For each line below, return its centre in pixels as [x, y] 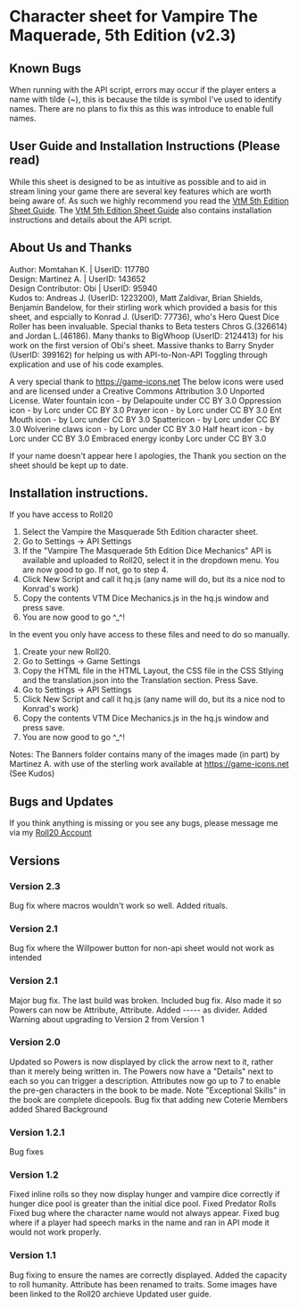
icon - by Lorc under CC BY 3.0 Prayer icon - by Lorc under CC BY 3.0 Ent [146, 410]
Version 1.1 [33, 1255]
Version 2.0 [35, 1042]
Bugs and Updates [62, 801]
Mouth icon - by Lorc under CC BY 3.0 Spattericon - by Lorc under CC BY [145, 419]
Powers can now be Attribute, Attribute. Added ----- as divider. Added [138, 1010]
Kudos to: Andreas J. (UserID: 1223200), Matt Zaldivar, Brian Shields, [136, 297]
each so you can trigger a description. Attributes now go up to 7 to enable [145, 1080]
